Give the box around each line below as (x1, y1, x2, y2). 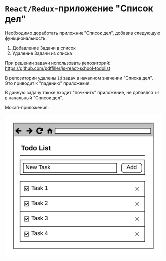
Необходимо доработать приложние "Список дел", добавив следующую (5, 30, 161, 36)
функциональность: (5, 35, 47, 41)
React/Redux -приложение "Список (5, 3, 153, 14)
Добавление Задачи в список (12, 45, 76, 51)
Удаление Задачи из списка (12, 50, 72, 56)
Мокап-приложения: (5, 104, 49, 110)
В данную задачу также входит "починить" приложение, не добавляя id (5, 89, 159, 95)
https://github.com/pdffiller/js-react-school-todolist (5, 65, 111, 71)
